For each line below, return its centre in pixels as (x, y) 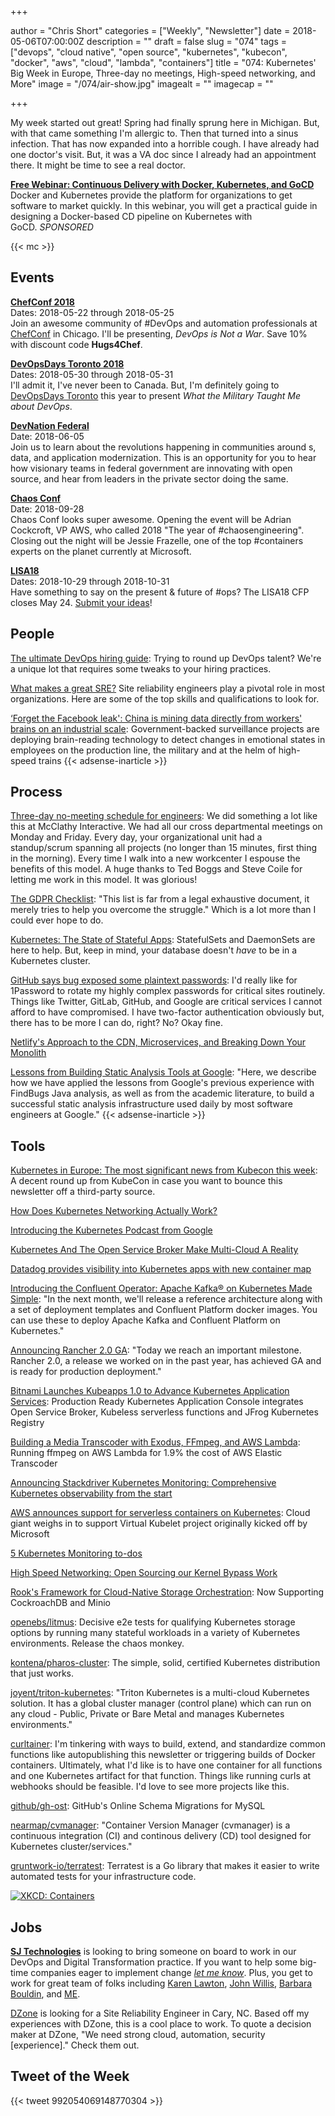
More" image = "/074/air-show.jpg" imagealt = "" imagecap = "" (142, 84)
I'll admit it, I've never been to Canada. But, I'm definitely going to (145, 385)
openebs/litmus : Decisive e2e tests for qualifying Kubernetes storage (153, 1622)
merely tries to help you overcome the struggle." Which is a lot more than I (163, 910)
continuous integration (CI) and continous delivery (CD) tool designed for (161, 1836)
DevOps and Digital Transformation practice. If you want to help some (154, 1962)
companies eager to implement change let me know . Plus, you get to (171, 1973)
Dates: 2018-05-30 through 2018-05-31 (92, 374)
